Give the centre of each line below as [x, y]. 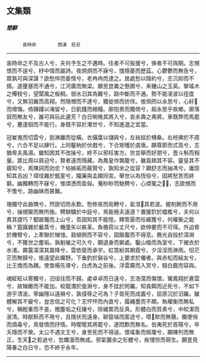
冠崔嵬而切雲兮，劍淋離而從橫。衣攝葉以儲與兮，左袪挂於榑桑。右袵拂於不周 [103, 137]
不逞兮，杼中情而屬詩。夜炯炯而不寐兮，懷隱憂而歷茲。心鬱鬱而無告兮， [108, 71]
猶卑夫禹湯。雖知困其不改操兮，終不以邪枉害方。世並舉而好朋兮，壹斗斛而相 [103, 153]
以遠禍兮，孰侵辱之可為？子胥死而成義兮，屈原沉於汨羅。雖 [124, 294]
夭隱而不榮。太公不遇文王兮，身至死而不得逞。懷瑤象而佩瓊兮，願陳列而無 [100, 332]
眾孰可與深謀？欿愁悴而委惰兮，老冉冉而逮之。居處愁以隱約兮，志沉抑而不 [100, 78]
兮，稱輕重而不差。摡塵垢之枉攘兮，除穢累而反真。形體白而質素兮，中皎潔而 [103, 309]
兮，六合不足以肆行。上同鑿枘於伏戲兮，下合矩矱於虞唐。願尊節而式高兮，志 [103, 145]
